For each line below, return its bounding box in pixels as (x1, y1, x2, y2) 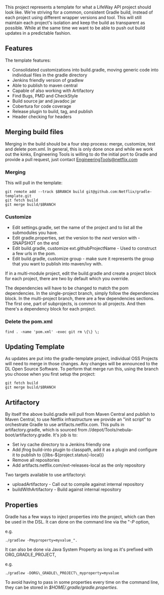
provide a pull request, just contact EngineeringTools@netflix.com (5, 156, 138, 162)
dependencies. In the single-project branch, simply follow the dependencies (5, 290, 159, 296)
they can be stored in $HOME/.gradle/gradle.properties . (5, 584, 118, 590)
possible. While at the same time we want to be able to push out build (5, 25, 145, 31)
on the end (37, 240, 59, 246)
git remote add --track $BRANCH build (5, 189, 84, 194)
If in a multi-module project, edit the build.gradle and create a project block (5, 270, 157, 276)
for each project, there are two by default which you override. (5, 276, 129, 282)
